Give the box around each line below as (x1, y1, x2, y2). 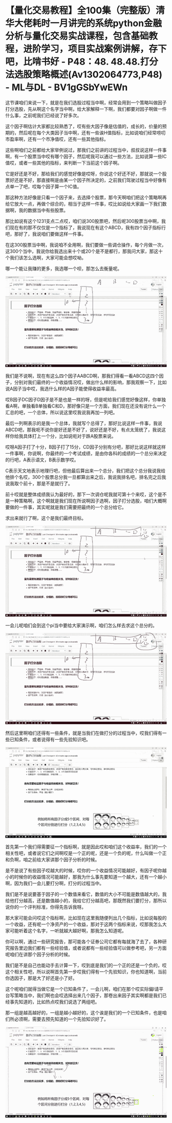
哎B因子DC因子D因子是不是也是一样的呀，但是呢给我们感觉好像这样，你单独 (5, 397, 166, 403)
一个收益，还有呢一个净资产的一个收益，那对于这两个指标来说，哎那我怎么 (5, 921, 162, 927)
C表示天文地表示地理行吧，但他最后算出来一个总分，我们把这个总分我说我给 (5, 467, 166, 474)
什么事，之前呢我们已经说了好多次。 (5, 112, 82, 118)
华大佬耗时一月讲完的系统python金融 (5, 17, 162, 29)
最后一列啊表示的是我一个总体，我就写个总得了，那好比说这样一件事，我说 (5, 420, 162, 426)
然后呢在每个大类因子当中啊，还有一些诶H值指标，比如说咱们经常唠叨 (18, 129, 166, 136)
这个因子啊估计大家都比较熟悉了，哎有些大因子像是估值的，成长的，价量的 (5, 123, 162, 129)
